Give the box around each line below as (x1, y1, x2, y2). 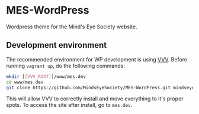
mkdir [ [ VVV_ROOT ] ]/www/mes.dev (6, 73, 86, 80)
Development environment (6, 40, 107, 50)
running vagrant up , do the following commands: (6, 62, 126, 69)
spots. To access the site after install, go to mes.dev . (6, 102, 133, 109)
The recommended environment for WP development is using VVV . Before (6, 56, 188, 63)
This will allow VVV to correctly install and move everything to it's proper (6, 95, 184, 102)
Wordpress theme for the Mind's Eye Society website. (6, 23, 137, 30)
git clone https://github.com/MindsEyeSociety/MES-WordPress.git (6, 84, 171, 90)
